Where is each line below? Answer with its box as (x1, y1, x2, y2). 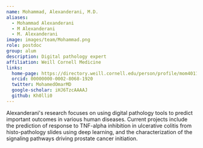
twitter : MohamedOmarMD (11, 82, 71, 88)
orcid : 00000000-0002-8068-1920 (11, 76, 94, 82)
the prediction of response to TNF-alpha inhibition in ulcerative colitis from (6, 122, 192, 129)
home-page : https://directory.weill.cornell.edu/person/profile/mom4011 (11, 70, 199, 76)
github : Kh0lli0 (11, 93, 53, 99)
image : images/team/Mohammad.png (6, 37, 91, 43)
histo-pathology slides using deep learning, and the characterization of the (6, 128, 193, 135)
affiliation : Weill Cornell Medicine (6, 59, 101, 65)
